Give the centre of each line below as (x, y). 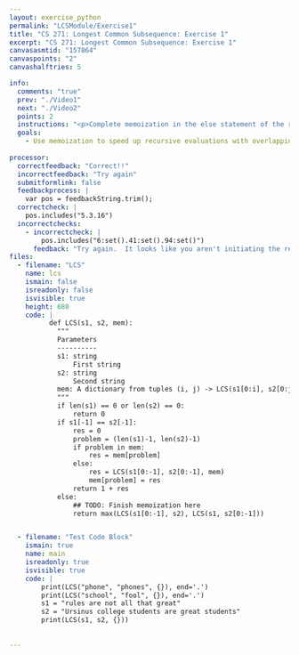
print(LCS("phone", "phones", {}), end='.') (125, 587)
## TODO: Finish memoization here (137, 505)
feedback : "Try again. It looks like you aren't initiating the (156, 249)
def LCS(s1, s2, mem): (91, 323)
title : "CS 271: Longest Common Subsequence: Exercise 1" (119, 34)
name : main (45, 554)
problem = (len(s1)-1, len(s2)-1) (137, 439)
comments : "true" (49, 91)
